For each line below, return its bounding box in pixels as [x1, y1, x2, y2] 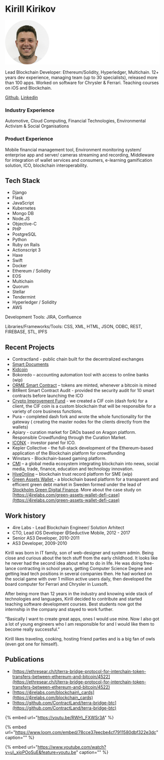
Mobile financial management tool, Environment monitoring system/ [5, 147, 141, 152]
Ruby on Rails [12, 242, 40, 248]
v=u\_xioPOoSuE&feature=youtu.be [5, 749, 76, 755]
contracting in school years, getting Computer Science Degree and [17, 565, 152, 571]
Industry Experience [5, 107, 55, 114]
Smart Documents [12, 362, 49, 367]
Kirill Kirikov [5, 3, 56, 15]
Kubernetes [12, 205, 36, 211]
